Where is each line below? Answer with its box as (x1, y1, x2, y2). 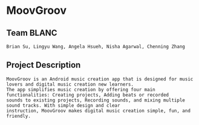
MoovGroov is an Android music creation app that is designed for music (6, 76, 194, 82)
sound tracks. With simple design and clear (6, 102, 120, 109)
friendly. (6, 113, 31, 119)
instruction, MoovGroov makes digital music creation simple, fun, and (6, 107, 191, 114)
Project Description (6, 60, 81, 70)
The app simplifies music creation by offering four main (6, 86, 155, 92)
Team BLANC (6, 28, 57, 38)
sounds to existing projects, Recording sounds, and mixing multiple (6, 97, 186, 103)
